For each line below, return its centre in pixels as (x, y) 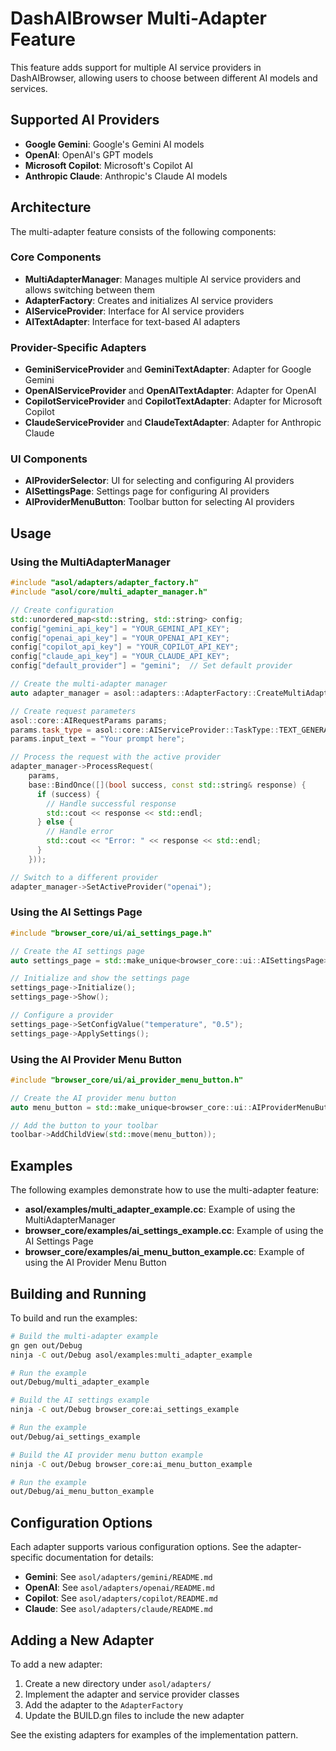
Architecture (51, 207)
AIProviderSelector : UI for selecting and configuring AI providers (159, 481)
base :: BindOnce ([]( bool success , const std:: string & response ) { (167, 785)
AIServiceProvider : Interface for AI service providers (134, 311)
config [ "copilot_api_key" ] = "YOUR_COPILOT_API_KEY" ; (125, 647)
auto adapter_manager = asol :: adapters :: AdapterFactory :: (133, 693)
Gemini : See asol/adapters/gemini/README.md (118, 1577)
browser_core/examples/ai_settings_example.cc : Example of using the (174, 1231)
